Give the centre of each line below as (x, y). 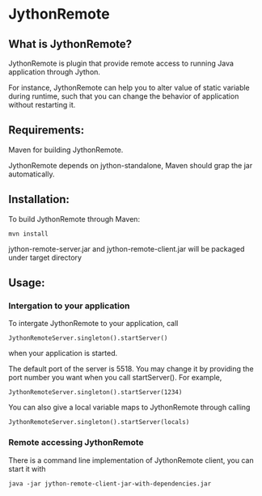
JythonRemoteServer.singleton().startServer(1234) (95, 392)
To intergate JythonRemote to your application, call (93, 324)
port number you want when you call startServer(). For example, (115, 378)
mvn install (28, 234)
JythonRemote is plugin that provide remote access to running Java (121, 63)
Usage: (27, 283)
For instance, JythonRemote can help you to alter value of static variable (129, 87)
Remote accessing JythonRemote (76, 443)
